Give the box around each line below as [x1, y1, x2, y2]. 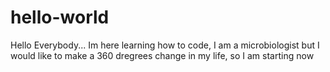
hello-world [10, 6, 110, 29]
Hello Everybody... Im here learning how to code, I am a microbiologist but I [10, 39, 320, 51]
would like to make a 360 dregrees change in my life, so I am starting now [10, 49, 315, 61]
